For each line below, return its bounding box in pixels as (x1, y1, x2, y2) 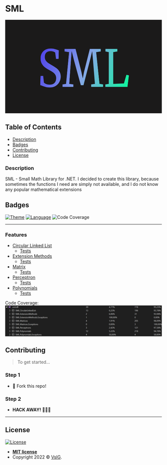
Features (5, 231, 27, 238)
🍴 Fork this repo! (12, 383, 46, 389)
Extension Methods (12, 253, 52, 259)
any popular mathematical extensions (5, 186, 82, 192)
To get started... (17, 359, 51, 365)
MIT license (12, 449, 37, 455)
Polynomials (12, 285, 38, 291)
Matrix (12, 264, 26, 270)
